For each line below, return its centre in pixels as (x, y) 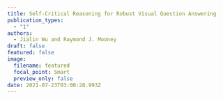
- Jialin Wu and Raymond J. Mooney (65, 40)
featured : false (31, 53)
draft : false (26, 46)
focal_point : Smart (42, 72)
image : (17, 59)
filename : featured (42, 66)
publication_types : (36, 20)
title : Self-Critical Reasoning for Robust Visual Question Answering (112, 14)
